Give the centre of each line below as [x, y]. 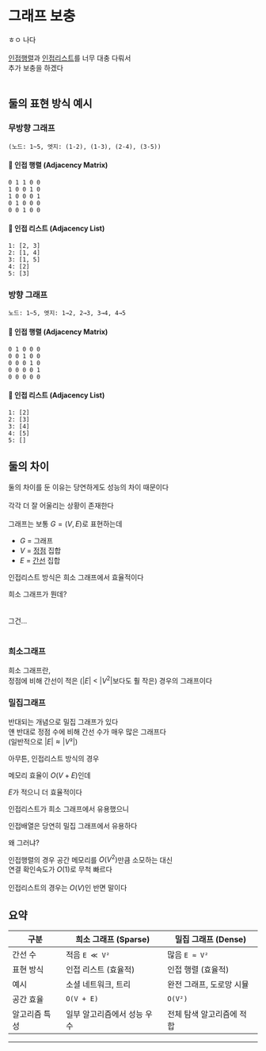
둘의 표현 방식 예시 [50, 104]
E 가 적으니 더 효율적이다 [46, 792]
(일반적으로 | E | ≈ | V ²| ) [43, 741]
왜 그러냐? [24, 842]
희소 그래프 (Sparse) [113, 939]
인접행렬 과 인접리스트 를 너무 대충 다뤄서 [70, 58]
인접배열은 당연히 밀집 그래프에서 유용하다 [73, 825]
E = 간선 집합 [40, 560]
